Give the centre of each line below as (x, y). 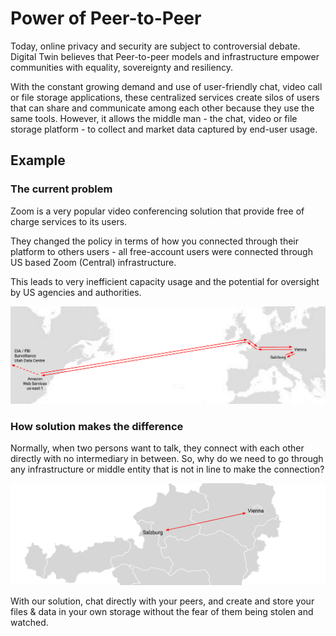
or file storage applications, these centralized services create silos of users (165, 97)
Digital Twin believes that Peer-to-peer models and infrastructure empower (165, 56)
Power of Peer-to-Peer (106, 18)
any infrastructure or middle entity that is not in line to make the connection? (167, 469)
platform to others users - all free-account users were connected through (161, 251)
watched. (29, 623)
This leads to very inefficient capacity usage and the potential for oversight (165, 281)
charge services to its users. (69, 221)
